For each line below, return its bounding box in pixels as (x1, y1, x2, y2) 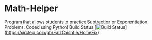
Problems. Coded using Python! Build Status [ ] (4, 24, 127, 30)
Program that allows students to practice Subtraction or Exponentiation (4, 19, 148, 25)
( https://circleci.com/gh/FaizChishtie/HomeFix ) (4, 29, 99, 35)
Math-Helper (4, 3, 58, 14)
